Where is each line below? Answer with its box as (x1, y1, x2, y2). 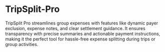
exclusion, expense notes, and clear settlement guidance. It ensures (5, 25, 146, 31)
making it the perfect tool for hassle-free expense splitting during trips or (5, 36, 156, 42)
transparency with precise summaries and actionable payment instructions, (5, 30, 160, 36)
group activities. (5, 41, 38, 47)
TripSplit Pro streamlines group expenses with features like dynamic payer (5, 20, 158, 26)
